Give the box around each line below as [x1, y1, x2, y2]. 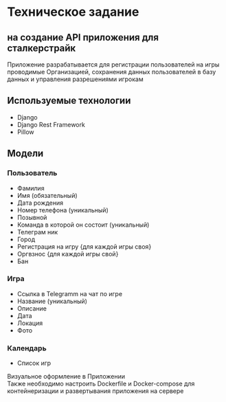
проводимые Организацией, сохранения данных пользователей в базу [7, 68, 216, 76]
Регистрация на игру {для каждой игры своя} [16, 242, 152, 251]
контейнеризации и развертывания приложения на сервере [7, 387, 184, 395]
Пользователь [7, 168, 58, 178]
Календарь [7, 343, 47, 353]
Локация [16, 319, 43, 327]
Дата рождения [16, 199, 64, 207]
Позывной [16, 213, 47, 221]
